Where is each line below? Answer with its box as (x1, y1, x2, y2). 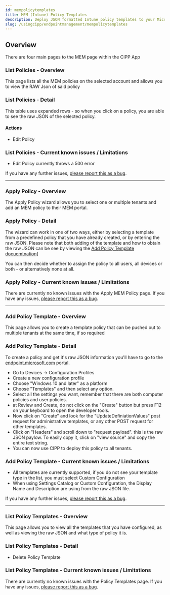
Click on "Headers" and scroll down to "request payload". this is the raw (12, 429, 163, 435)
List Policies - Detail (5, 96, 55, 103)
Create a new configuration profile (12, 375, 84, 381)
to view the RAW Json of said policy (5, 83, 80, 90)
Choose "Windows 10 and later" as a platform (12, 380, 108, 386)
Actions (5, 125, 22, 131)
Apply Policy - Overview (5, 188, 66, 195)
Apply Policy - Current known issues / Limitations (5, 278, 130, 285)
